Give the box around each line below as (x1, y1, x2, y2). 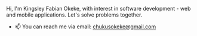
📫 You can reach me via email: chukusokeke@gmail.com (14, 23, 156, 30)
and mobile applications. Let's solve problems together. (6, 11, 143, 18)
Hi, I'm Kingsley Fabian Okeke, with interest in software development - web (6, 5, 191, 12)
